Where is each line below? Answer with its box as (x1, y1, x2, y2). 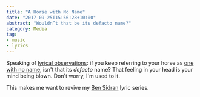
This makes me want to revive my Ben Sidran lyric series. (6, 84, 149, 91)
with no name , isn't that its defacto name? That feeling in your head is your (6, 65, 193, 73)
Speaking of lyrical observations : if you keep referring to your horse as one (6, 59, 194, 67)
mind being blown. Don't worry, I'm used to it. (6, 72, 120, 79)
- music (6, 37, 26, 43)
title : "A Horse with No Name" (6, 8, 85, 15)
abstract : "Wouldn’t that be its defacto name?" (6, 20, 132, 26)
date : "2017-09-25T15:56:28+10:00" (6, 15, 96, 21)
